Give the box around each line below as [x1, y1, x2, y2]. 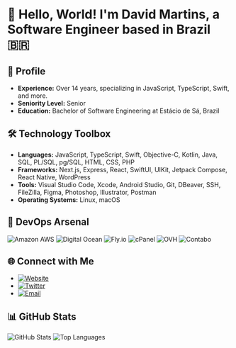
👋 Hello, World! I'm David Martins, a [7, 6, 220, 23]
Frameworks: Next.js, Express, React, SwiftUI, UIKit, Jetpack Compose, [17, 165, 228, 174]
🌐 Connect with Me [7, 255, 94, 268]
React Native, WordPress [17, 173, 91, 181]
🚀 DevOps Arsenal [7, 216, 90, 228]
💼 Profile [7, 65, 46, 77]
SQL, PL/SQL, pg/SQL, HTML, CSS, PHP [17, 157, 135, 166]
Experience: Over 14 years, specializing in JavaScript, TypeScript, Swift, [17, 84, 230, 92]
